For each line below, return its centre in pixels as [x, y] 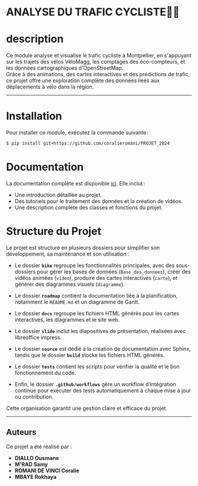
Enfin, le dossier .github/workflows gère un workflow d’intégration [95, 384]
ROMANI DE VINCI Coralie [47, 470]
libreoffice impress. [38, 337]
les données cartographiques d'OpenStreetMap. [65, 68]
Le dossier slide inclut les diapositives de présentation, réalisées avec [100, 331]
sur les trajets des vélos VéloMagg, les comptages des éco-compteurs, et [96, 62]
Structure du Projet [54, 231]
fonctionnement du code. [45, 373]
